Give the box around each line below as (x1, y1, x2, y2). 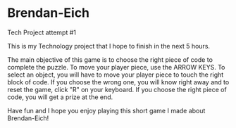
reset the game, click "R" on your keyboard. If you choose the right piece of (7, 85, 227, 94)
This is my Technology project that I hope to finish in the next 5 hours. (7, 41, 210, 50)
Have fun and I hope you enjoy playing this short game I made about (7, 106, 206, 115)
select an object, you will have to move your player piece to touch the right (7, 70, 224, 79)
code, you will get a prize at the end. (7, 93, 113, 101)
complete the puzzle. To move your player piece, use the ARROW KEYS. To (7, 63, 225, 71)
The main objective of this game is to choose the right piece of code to (7, 55, 213, 64)
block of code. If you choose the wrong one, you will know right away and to (7, 77, 230, 86)
